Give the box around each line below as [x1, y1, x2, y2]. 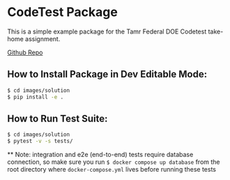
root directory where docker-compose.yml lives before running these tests [7, 165, 217, 174]
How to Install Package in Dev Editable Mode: [7, 68, 208, 80]
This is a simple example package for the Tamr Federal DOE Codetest [7, 27, 207, 36]
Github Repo [7, 48, 43, 57]
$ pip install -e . [7, 93, 64, 100]
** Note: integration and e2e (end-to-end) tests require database [7, 151, 194, 159]
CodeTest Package [7, 4, 118, 20]
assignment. [25, 34, 61, 43]
